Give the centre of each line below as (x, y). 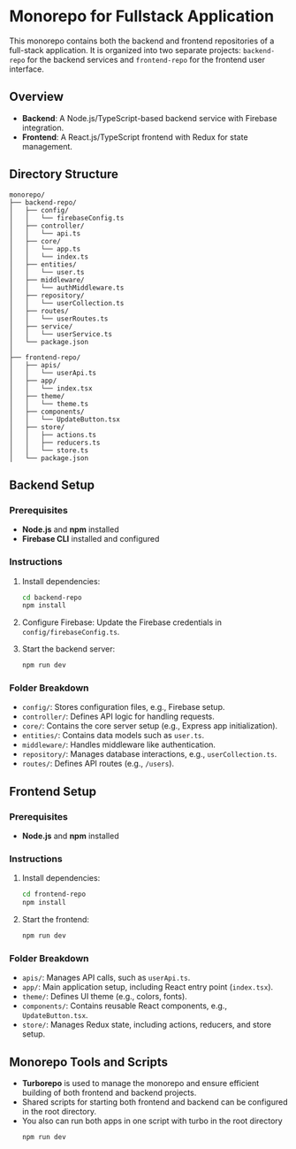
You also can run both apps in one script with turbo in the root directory (152, 1121)
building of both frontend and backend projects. (109, 1093)
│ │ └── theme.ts (49, 404)
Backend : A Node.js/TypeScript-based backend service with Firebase (149, 118)
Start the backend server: (68, 649)
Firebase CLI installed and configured (91, 539)
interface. (27, 69)
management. (47, 146)
